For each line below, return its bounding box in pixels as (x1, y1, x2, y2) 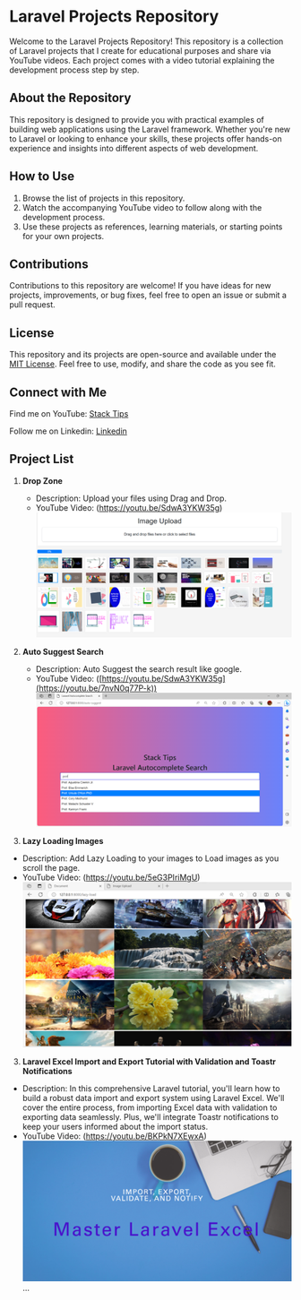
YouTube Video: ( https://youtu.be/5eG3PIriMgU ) (21, 872, 201, 883)
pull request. (9, 299, 56, 310)
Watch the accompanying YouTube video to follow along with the (21, 202, 262, 212)
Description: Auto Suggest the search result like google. (35, 664, 242, 675)
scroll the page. (21, 863, 81, 874)
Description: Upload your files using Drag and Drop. (35, 493, 227, 504)
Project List (9, 452, 74, 467)
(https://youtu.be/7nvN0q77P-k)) (35, 683, 158, 693)
